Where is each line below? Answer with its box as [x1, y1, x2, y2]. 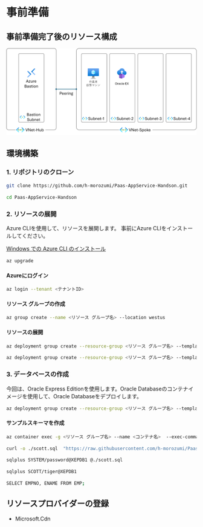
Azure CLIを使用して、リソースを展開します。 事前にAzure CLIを [6, 225, 167, 232]
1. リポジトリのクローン [6, 167, 74, 176]
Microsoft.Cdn [14, 515, 51, 522]
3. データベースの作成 [6, 370, 69, 378]
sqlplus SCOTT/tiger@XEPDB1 [6, 469, 77, 475]
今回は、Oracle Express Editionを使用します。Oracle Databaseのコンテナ [6, 385, 188, 392]
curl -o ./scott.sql [6, 445, 59, 451]
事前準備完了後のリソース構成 [6, 31, 117, 42]
